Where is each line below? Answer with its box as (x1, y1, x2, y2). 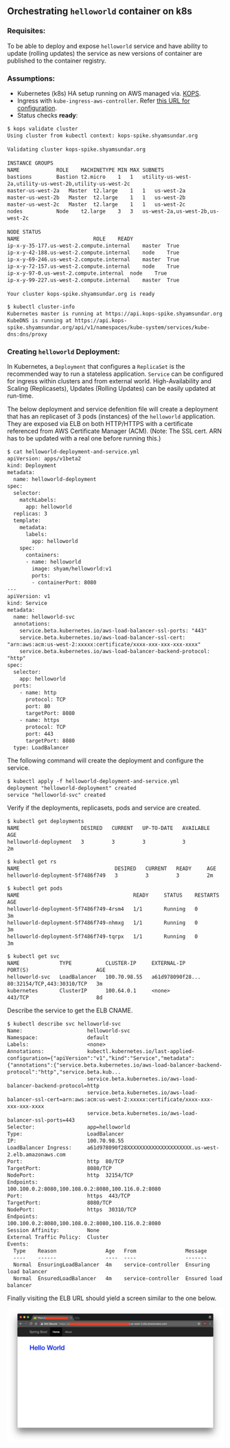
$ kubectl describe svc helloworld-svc (7, 1021, 122, 1028)
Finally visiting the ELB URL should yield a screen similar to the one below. (7, 1294, 217, 1303)
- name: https (19, 717, 60, 724)
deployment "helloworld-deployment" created (7, 785, 137, 792)
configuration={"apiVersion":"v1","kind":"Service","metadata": (7, 1055, 195, 1062)
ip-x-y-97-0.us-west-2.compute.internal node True (7, 270, 168, 277)
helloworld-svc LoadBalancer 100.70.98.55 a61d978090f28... (7, 974, 201, 981)
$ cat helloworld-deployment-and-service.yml (7, 449, 139, 456)
